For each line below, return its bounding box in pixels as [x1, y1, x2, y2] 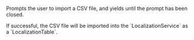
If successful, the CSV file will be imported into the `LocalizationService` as [6, 23, 188, 29]
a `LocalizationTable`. [6, 28, 58, 35]
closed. [6, 11, 24, 18]
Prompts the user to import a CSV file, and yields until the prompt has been [6, 5, 188, 12]
